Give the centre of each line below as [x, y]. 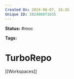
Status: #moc [19, 28]
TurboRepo [28, 58]
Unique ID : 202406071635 [31, 14]
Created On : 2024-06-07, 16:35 [37, 10]
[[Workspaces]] [21, 72]
